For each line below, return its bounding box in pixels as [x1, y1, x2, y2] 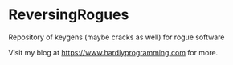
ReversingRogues [8, 6, 129, 24]
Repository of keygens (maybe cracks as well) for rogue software [8, 32, 225, 42]
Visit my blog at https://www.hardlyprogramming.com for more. [8, 47, 219, 57]
